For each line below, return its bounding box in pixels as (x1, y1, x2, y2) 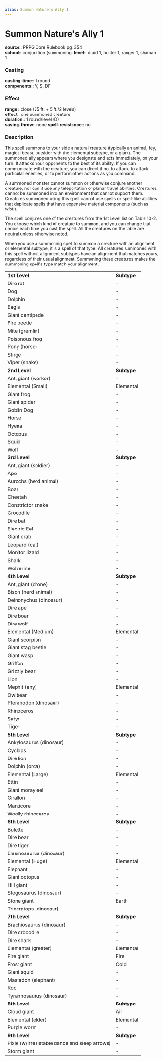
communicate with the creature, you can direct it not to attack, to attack (5, 166, 149, 171)
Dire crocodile (7, 929, 40, 936)
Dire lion (7, 755, 27, 762)
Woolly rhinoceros (7, 811, 50, 817)
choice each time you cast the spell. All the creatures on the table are (5, 226, 144, 232)
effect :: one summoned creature (5, 112, 71, 117)
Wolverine (7, 565, 31, 572)
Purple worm (7, 1024, 37, 1031)
